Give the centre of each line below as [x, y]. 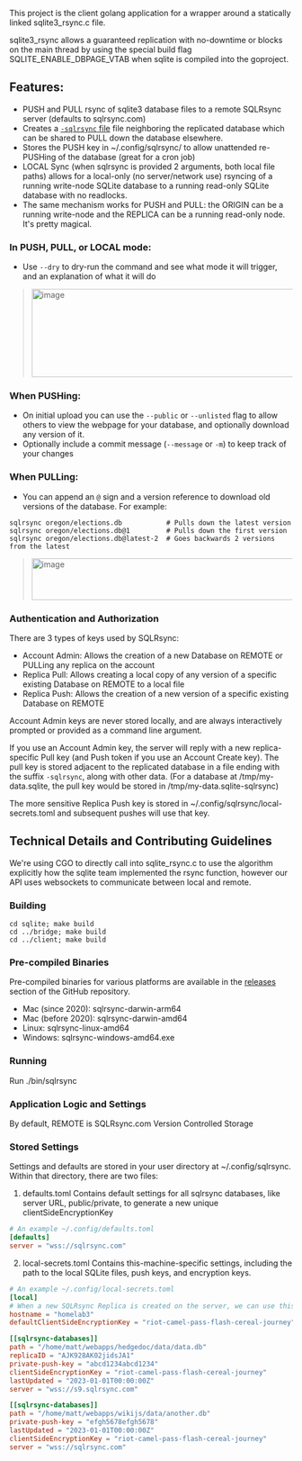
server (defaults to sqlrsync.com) [84, 118]
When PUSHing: [45, 396]
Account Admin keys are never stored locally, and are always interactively [146, 721]
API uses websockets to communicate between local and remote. [130, 882]
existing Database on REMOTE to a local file [103, 684]
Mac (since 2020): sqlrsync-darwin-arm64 [102, 1009]
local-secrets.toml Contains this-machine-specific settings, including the [157, 1263]
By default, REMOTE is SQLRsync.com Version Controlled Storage [132, 1123]
